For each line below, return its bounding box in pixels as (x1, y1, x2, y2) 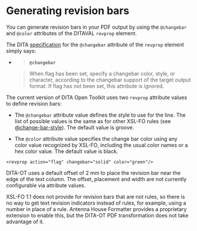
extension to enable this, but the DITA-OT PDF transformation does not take (6, 212, 189, 219)
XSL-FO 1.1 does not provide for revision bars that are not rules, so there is (6, 193, 185, 200)
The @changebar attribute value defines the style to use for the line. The (14, 111, 186, 118)
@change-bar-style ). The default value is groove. (14, 124, 134, 131)
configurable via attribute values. (6, 182, 86, 189)
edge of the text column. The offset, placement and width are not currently (6, 175, 187, 182)
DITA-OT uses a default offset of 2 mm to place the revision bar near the (6, 169, 181, 176)
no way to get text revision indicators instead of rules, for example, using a (6, 199, 186, 206)
